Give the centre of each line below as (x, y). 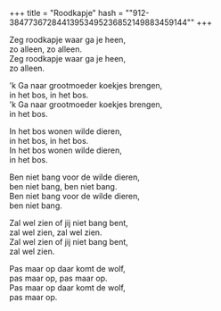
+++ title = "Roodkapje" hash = (66, 13)
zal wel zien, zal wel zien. (56, 232)
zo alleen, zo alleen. (46, 49)
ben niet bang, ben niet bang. (63, 186)
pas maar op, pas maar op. (59, 278)
